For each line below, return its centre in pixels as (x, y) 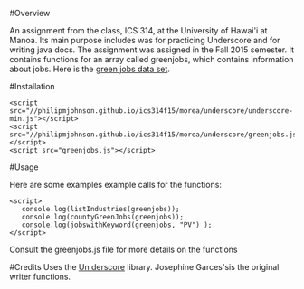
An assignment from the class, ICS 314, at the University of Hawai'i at (138, 30)
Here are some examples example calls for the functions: (115, 185)
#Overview (30, 13)
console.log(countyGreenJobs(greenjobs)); (102, 217)
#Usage (24, 167)
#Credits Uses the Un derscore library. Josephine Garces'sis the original (144, 267)
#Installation (33, 86)
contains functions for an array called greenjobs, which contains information (152, 59)
